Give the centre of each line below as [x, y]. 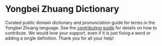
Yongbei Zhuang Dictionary [62, 9]
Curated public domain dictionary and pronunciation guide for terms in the [80, 23]
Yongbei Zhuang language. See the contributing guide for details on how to [81, 27]
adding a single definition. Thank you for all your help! [59, 38]
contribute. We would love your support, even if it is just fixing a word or [78, 33]
